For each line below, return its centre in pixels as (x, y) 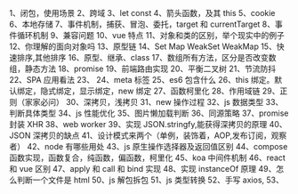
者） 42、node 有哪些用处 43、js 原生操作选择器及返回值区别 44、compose (149, 146)
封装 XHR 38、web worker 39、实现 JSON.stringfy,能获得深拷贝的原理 (138, 124)
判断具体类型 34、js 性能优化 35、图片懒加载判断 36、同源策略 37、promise (149, 113)
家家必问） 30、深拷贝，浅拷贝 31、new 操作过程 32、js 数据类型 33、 (154, 102)
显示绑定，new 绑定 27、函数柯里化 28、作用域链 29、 (179, 91)
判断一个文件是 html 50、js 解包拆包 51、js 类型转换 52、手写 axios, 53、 (150, 180)
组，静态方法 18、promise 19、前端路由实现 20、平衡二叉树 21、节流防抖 (143, 69)
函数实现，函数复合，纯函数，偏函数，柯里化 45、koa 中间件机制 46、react (148, 158)
